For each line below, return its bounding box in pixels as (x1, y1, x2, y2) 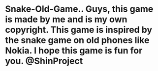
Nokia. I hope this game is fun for (5, 45, 143, 56)
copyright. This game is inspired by (5, 24, 153, 35)
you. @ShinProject (5, 55, 83, 67)
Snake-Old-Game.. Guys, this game (5, 3, 154, 15)
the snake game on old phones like (5, 35, 150, 46)
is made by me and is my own (5, 14, 127, 25)
